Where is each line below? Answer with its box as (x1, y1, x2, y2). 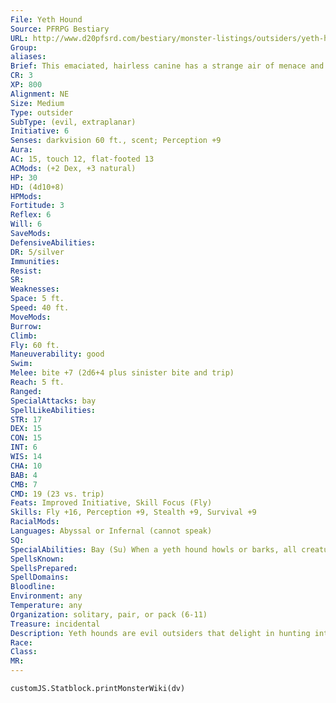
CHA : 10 (10, 461, 43, 471)
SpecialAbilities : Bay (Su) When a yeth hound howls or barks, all (10, 544, 298, 555)
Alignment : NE (10, 89, 70, 99)
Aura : (10, 145, 33, 155)
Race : (10, 637, 33, 648)
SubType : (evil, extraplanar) (10, 117, 137, 127)
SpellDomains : (10, 572, 70, 583)
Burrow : (10, 321, 43, 331)
